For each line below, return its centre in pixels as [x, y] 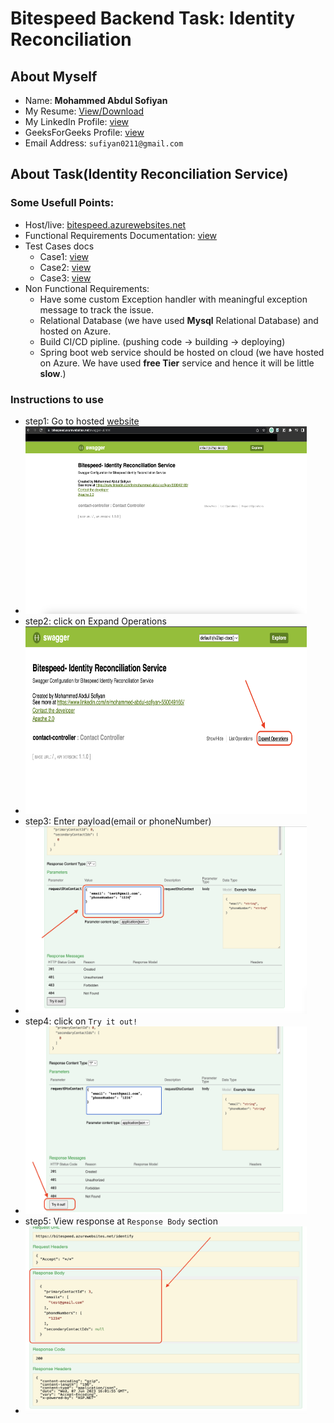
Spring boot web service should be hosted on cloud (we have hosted [182, 352]
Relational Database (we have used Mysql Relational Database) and [179, 320]
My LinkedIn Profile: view [77, 121]
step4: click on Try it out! [81, 1021]
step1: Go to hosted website [82, 421]
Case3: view [65, 278]
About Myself [54, 76]
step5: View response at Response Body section [121, 1221]
